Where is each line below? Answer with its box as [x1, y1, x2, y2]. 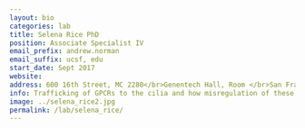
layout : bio [9, 13, 54, 23]
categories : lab [9, 22, 71, 31]
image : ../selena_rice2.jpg [9, 96, 116, 106]
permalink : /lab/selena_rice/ [9, 105, 124, 114]
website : [9, 72, 43, 81]
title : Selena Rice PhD [9, 30, 100, 39]
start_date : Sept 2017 [9, 64, 95, 73]
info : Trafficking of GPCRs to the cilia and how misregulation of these [9, 88, 295, 97]
